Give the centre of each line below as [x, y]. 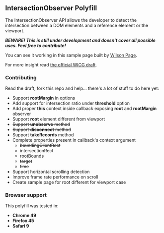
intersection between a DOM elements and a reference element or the [77, 25]
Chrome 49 [24, 216]
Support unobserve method [41, 124]
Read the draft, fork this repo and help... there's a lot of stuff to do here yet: [82, 88]
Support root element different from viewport [59, 119]
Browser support [26, 195]
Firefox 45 [23, 221]
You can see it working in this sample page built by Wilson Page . [71, 55]
